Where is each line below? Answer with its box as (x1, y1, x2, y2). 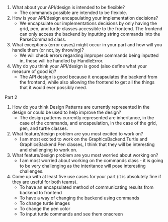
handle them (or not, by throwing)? (12, 47, 84, 53)
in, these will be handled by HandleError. (19, 58, 104, 63)
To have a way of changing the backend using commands (19, 195, 139, 201)
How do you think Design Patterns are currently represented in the (12, 104, 150, 110)
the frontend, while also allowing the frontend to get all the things (19, 79, 155, 85)
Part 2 (5, 94, 18, 100)
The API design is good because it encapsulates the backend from (19, 74, 158, 80)
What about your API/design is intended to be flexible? (12, 5, 125, 10)
